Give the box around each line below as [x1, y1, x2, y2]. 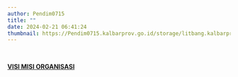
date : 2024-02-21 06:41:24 [7, 23, 87, 30]
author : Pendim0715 [7, 10, 65, 17]
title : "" [7, 17, 37, 24]
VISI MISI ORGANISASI [7, 62, 75, 71]
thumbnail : [7, 29, 40, 37]
